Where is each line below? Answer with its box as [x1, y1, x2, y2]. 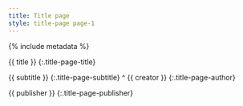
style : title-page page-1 [8, 19, 95, 27]
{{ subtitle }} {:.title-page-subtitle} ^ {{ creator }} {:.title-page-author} [8, 72, 236, 82]
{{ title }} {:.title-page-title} [8, 57, 96, 67]
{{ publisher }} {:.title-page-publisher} [8, 88, 134, 97]
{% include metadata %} [8, 41, 90, 51]
